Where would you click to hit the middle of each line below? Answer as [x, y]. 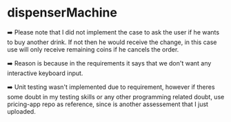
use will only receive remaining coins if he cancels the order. [93, 49]
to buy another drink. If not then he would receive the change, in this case [112, 42]
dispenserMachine [62, 13]
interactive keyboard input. [45, 73]
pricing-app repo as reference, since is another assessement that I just [108, 104]
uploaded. [21, 111]
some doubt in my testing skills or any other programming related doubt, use [116, 96]
